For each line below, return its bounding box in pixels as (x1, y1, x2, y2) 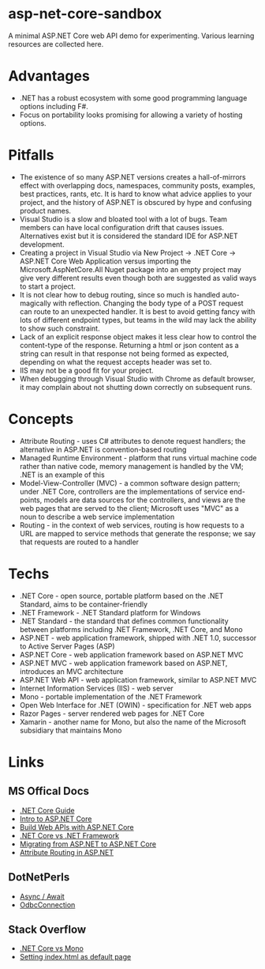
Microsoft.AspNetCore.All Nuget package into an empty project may (19, 264, 242, 274)
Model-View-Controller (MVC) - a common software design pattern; (19, 478, 241, 487)
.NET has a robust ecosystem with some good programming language (19, 93, 248, 103)
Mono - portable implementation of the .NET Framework (19, 691, 203, 701)
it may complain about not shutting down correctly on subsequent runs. (19, 382, 252, 392)
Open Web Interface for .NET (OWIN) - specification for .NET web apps (19, 700, 252, 710)
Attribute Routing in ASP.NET (19, 847, 114, 857)
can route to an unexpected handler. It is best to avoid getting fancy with (19, 306, 256, 316)
